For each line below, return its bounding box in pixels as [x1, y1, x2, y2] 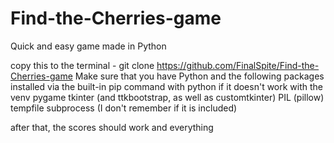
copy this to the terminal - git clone [10, 59, 155, 71]
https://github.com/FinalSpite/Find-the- [156, 59, 320, 71]
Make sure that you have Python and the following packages [74, 70, 325, 82]
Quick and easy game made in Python [10, 40, 167, 52]
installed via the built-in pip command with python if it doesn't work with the [10, 80, 324, 92]
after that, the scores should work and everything [10, 121, 214, 133]
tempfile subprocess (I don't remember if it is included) [10, 102, 238, 114]
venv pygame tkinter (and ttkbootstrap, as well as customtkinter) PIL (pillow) [10, 91, 325, 103]
